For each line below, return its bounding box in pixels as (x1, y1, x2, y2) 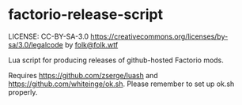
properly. (8, 87, 38, 96)
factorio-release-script (8, 6, 164, 24)
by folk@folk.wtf (64, 39, 119, 49)
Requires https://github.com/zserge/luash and (8, 70, 158, 80)
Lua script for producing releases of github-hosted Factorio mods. (8, 55, 224, 65)
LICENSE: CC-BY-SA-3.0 (8, 32, 89, 41)
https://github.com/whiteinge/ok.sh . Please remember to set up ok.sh (8, 79, 235, 88)
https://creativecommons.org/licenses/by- (90, 32, 229, 41)
